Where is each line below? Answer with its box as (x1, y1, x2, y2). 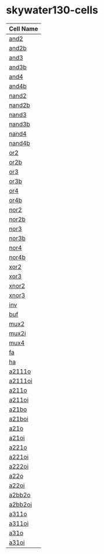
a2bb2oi (9, 500, 32, 508)
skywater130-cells (6, 4, 99, 17)
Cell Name (9, 25, 38, 33)
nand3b (9, 120, 30, 128)
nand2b (9, 101, 30, 109)
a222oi (9, 462, 29, 470)
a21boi (9, 415, 28, 423)
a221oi (9, 453, 29, 461)
